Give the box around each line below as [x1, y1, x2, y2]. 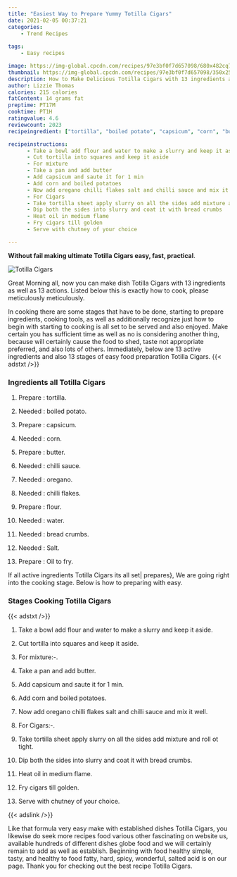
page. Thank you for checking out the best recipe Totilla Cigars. [8, 861, 193, 871]
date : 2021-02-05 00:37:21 [8, 17, 87, 24]
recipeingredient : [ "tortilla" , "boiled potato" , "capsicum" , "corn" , [8, 128, 219, 135]
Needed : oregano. [18, 475, 73, 484]
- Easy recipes [20, 50, 65, 57]
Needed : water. [18, 516, 65, 525]
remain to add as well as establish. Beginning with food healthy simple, [8, 847, 213, 855]
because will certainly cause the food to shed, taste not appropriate [8, 337, 204, 345]
